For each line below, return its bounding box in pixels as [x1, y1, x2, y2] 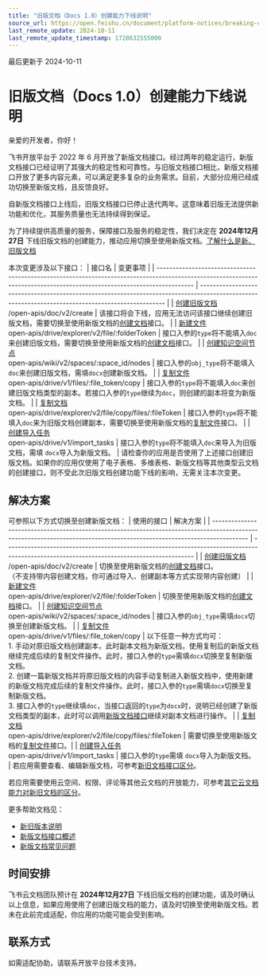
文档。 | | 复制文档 [8, 398, 68, 407]
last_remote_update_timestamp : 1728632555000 [8, 33, 161, 42]
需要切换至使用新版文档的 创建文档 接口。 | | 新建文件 [35, 318, 207, 328]
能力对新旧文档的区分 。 [8, 788, 85, 797]
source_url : [8, 19, 48, 27]
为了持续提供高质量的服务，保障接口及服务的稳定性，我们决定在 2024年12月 [8, 226, 259, 236]
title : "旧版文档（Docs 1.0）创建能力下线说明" [8, 11, 153, 20]
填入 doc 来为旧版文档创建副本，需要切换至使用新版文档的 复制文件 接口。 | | [8, 418, 250, 427]
